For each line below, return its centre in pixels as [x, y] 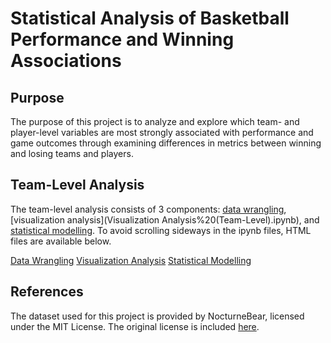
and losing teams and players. [72, 153]
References [47, 292]
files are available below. [61, 241]
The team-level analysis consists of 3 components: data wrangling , [148, 209]
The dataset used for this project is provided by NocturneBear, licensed [157, 316]
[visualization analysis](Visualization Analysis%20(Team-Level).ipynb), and [165, 219]
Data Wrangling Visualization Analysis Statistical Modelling [131, 260]
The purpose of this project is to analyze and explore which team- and [155, 121]
